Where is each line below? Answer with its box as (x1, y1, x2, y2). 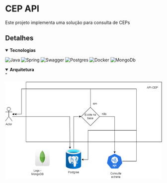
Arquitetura (9, 66, 34, 72)
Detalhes (5, 34, 34, 42)
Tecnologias (9, 47, 36, 53)
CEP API (5, 3, 40, 14)
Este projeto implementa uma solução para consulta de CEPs (5, 19, 130, 25)
